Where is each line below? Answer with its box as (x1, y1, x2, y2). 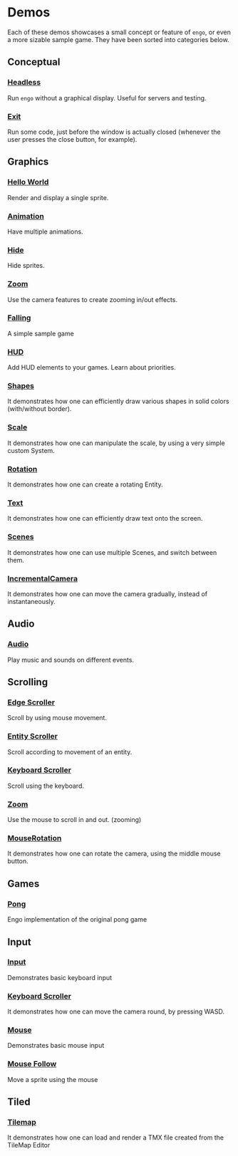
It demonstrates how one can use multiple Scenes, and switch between (7, 548, 217, 556)
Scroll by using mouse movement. (7, 714, 107, 722)
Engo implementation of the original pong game (7, 915, 148, 924)
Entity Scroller (7, 731, 58, 741)
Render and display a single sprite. (7, 193, 109, 202)
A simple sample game (7, 329, 75, 338)
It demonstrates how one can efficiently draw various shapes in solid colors (7, 397, 229, 406)
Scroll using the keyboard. (7, 781, 84, 790)
